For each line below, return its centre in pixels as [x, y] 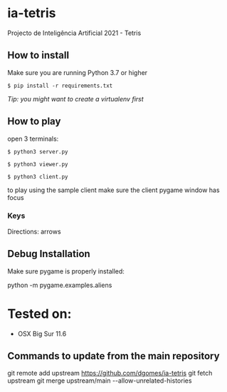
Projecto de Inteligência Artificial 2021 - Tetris [74, 33]
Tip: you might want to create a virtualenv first [75, 99]
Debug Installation [49, 254]
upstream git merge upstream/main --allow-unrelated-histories [100, 381]
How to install [38, 55]
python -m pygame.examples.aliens [60, 285]
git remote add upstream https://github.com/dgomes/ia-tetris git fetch [110, 373]
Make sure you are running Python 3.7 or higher [78, 72]
